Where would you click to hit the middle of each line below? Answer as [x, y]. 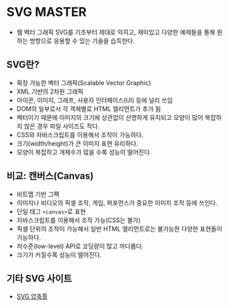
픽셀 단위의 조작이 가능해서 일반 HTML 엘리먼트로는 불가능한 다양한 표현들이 [119, 229]
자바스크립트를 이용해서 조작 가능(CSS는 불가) [79, 220]
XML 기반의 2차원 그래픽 [50, 91]
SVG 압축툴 [32, 297]
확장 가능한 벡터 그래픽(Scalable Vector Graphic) [84, 82]
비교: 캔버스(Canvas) [50, 176]
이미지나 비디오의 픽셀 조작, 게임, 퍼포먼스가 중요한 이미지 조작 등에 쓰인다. [117, 202]
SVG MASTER [47, 12]
